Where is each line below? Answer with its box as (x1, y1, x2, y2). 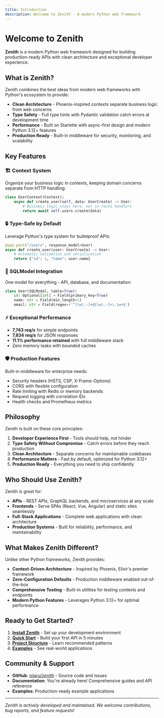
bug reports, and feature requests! (5, 707, 75, 713)
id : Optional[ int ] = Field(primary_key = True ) (14, 293, 108, 298)
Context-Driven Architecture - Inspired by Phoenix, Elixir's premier (12, 566, 148, 572)
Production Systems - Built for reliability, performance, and (12, 524, 132, 530)
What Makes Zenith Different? (5, 544, 99, 552)
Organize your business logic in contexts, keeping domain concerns (5, 180, 142, 186)
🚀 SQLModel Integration (5, 268, 63, 275)
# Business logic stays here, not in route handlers (22, 204, 132, 209)
